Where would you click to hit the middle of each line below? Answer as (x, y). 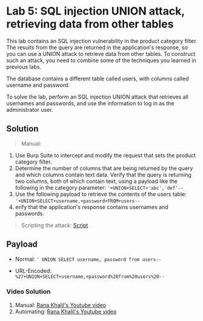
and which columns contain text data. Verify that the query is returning (103, 174)
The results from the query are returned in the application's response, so (97, 47)
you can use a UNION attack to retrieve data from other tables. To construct (101, 53)
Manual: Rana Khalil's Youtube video (61, 305)
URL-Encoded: (33, 271)
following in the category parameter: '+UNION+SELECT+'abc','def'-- (99, 187)
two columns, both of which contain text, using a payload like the (96, 181)
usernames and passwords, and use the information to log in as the (90, 103)
